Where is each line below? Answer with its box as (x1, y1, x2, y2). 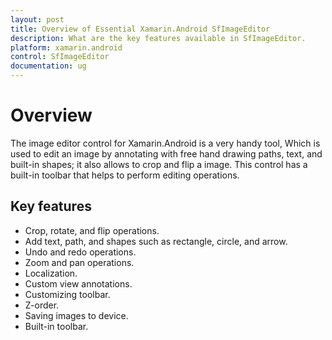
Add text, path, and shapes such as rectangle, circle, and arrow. (24, 235, 288, 247)
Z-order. (24, 299, 60, 311)
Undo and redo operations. (24, 246, 137, 258)
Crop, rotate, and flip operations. (24, 224, 160, 236)
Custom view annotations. (24, 277, 133, 290)
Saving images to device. (24, 309, 129, 321)
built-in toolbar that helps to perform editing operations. (10, 169, 240, 181)
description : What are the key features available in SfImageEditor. (10, 33, 307, 43)
